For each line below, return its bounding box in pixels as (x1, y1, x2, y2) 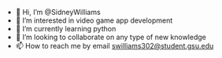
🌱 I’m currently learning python (15, 24, 117, 33)
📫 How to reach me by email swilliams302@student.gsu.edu (15, 42, 214, 50)
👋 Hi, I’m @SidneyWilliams (15, 8, 101, 16)
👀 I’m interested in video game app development (15, 16, 173, 25)
